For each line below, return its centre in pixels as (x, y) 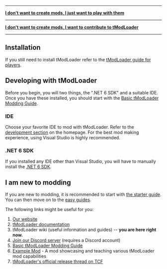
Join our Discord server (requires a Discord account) (66, 241)
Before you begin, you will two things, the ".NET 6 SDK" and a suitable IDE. (82, 92)
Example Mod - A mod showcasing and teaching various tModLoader (83, 251)
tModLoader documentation (41, 225)
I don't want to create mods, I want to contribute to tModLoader (72, 27)
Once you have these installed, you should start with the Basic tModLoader (82, 98)
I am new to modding (38, 182)
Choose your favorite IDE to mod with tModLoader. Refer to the (70, 127)
